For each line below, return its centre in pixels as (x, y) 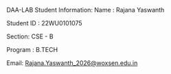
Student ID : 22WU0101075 (45, 23)
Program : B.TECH (32, 50)
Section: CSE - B (30, 36)
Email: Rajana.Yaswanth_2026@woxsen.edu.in (72, 63)
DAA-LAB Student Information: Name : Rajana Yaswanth (85, 10)
